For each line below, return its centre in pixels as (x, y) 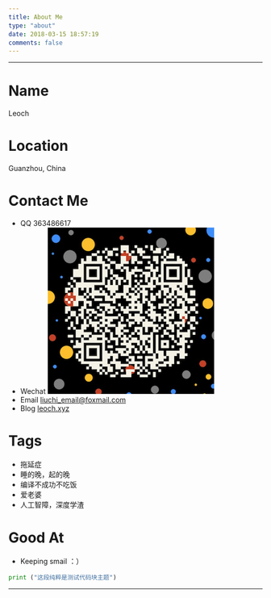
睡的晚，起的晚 (45, 475)
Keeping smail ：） (51, 561)
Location (38, 146)
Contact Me (48, 201)
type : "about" (32, 25)
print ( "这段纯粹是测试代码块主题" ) (63, 577)
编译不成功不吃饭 (48, 485)
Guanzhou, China (37, 169)
